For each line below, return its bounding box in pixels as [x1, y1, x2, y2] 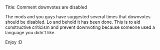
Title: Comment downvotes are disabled [5, 4, 87, 10]
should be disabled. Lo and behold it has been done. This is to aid [5, 19, 141, 25]
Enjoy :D [5, 39, 22, 45]
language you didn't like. [5, 30, 56, 35]
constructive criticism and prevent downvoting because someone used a [5, 24, 155, 30]
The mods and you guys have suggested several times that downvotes [5, 14, 151, 19]
